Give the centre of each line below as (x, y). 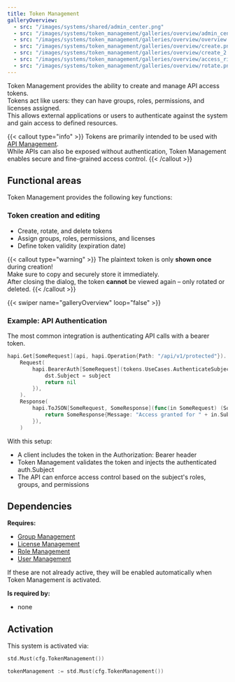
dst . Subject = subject (78, 376)
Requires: (22, 523)
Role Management (44, 552)
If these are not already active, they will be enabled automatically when (109, 573)
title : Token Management (43, 14)
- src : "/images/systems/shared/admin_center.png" (89, 27)
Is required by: (29, 594)
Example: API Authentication (57, 320)
